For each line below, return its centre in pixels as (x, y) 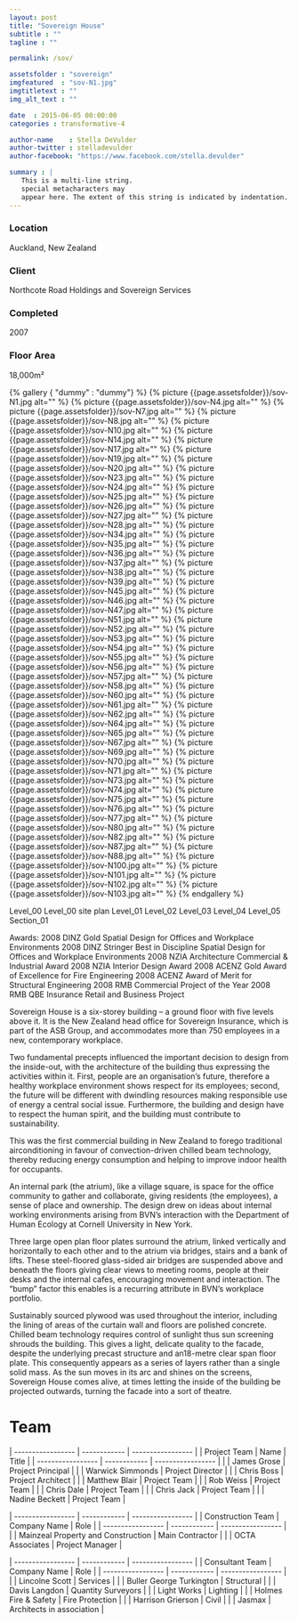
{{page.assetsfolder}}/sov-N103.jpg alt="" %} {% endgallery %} (127, 893)
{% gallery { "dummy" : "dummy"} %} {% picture (99, 392)
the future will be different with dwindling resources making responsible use (148, 1095)
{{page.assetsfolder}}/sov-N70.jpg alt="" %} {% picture (112, 761)
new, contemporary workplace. (66, 1040)
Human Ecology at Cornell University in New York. (101, 1224)
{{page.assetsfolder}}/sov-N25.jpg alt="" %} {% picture (112, 496)
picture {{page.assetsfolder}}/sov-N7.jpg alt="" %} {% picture (123, 411)
